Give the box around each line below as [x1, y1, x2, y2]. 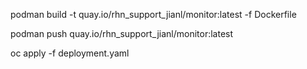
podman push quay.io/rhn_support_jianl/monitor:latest [10, 28, 234, 39]
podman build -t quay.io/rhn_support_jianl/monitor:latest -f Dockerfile [10, 9, 297, 20]
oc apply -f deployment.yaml [10, 47, 130, 59]
